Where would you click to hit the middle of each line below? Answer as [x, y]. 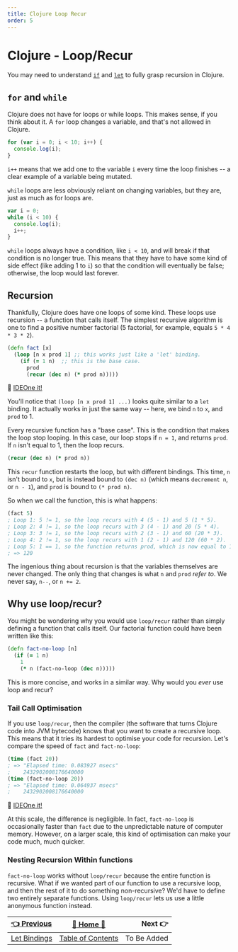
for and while [37, 97]
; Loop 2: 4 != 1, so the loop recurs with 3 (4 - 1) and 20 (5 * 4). [114, 527]
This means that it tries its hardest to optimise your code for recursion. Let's [118, 739]
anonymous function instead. [50, 905]
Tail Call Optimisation [45, 708]
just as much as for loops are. [51, 197]
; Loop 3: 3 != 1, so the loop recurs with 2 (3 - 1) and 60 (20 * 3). [115, 533]
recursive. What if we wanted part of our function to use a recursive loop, [114, 883]
